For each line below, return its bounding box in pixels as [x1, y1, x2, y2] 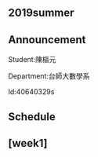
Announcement [8, 33, 86, 46]
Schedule [8, 110, 56, 123]
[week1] [8, 137, 49, 150]
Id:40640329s [8, 87, 55, 97]
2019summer [8, 6, 74, 20]
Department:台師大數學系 [8, 71, 90, 81]
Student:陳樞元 [8, 55, 56, 64]
